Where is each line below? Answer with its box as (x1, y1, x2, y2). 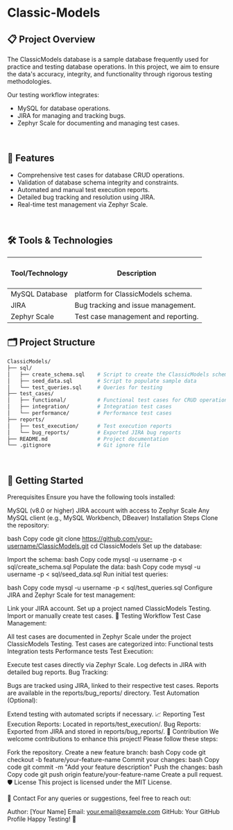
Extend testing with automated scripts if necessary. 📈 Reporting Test (7, 710, 205, 718)
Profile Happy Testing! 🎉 (7, 815, 76, 823)
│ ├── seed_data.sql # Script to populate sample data (7, 377, 197, 384)
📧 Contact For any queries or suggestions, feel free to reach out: (7, 794, 191, 802)
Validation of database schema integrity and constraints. (17, 178, 179, 187)
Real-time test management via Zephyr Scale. (17, 200, 148, 209)
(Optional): (7, 696, 38, 704)
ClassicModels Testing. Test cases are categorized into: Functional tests (7, 640, 214, 648)
